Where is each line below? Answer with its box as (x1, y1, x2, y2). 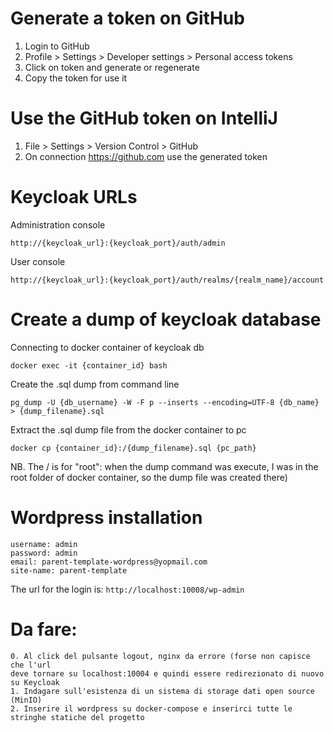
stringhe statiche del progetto (10, 712, 145, 722)
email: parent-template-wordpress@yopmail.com (10, 557, 208, 567)
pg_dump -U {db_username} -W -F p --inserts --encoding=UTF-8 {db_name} (10, 397, 320, 407)
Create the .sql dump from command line (10, 378, 180, 390)
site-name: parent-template (10, 565, 128, 576)
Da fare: (10, 618, 78, 641)
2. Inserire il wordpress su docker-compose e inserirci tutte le (10, 703, 293, 714)
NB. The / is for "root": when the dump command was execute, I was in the (10, 460, 319, 472)
